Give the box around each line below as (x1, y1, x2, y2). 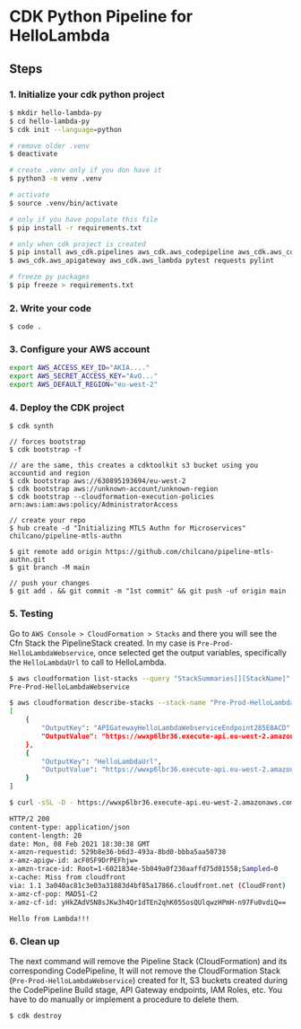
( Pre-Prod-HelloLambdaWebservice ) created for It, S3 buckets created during (9, 974, 288, 985)
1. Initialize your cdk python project (9, 88, 166, 101)
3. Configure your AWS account (9, 343, 150, 356)
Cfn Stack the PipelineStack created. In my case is (9, 638, 195, 648)
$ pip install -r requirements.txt (9, 223, 142, 233)
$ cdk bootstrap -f (9, 445, 82, 454)
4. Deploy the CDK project (9, 401, 125, 414)
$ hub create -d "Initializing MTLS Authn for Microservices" (9, 523, 246, 533)
